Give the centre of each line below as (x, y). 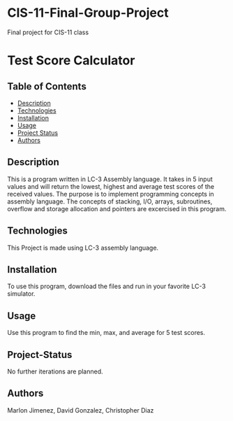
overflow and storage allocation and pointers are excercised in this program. (117, 208)
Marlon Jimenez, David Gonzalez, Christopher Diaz (81, 410)
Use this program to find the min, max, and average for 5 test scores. (106, 333)
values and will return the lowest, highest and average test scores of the (111, 186)
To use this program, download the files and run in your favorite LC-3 (106, 286)
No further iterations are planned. (55, 371)
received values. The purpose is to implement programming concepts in (111, 194)
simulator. (21, 294)
